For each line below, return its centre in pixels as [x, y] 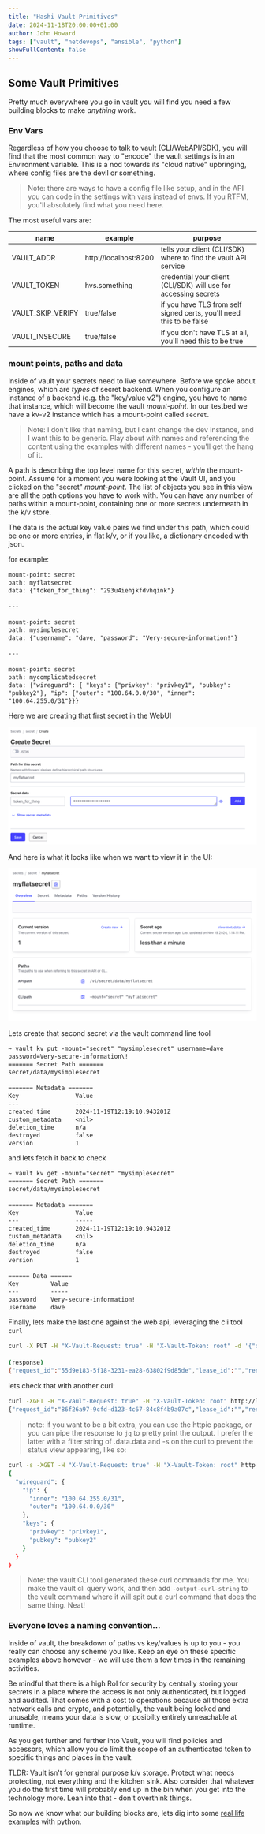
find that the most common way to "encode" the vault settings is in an [121, 156]
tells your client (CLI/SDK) [203, 249]
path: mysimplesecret [44, 630]
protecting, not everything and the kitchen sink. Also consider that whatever [131, 1781]
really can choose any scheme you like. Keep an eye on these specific [122, 1651]
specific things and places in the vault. [71, 1757]
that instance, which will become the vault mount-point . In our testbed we [128, 405]
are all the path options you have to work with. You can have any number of [131, 495]
